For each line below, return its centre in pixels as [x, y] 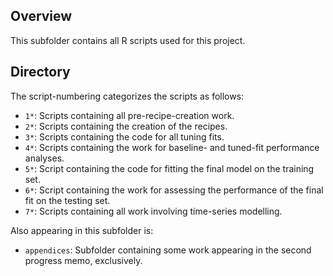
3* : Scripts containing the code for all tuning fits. [124, 136]
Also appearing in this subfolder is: [82, 230]
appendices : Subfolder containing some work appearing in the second [168, 250]
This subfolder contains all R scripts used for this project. [128, 40]
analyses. [44, 158]
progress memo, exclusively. [83, 260]
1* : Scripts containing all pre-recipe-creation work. [129, 115]
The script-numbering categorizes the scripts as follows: [127, 96]
